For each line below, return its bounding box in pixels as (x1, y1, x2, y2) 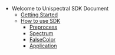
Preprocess (29, 23, 58, 30)
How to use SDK (20, 18, 61, 24)
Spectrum (29, 30, 54, 37)
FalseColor (29, 36, 56, 43)
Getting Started (20, 11, 58, 18)
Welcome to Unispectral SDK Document (11, 5, 109, 12)
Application (29, 42, 57, 49)
